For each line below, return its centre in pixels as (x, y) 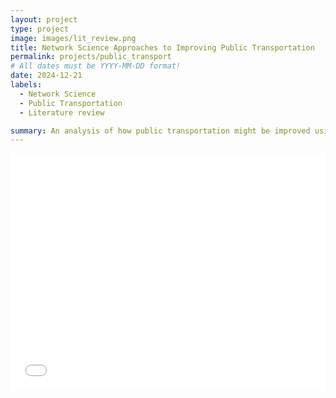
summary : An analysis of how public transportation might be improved (160, 131)
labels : (26, 85)
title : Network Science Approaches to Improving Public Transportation (162, 47)
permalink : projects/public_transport (91, 57)
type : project (40, 29)
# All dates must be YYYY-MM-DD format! (96, 66)
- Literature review (62, 112)
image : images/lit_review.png (73, 38)
